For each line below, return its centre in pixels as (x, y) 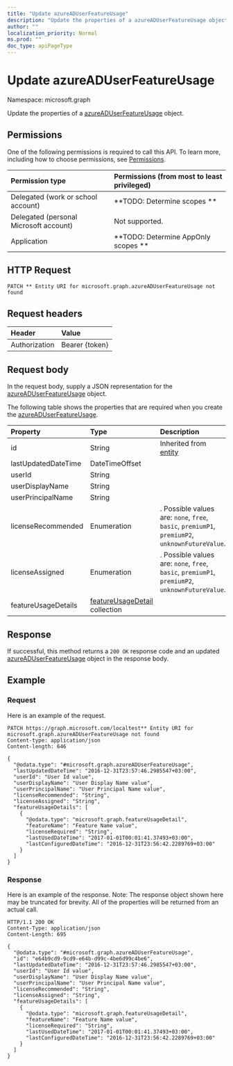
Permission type (38, 180)
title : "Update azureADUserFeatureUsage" (68, 14)
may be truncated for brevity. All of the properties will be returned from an (113, 902)
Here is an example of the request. (57, 715)
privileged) (132, 185)
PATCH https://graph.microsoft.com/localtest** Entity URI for (101, 728)
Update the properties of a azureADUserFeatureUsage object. (96, 113)
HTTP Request (39, 270)
